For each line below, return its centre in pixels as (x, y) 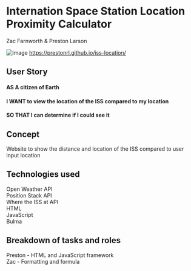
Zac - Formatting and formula (43, 261)
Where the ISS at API (32, 202)
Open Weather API (29, 189)
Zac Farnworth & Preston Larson (47, 41)
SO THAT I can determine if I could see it (58, 115)
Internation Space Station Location (96, 11)
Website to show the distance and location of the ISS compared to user (95, 149)
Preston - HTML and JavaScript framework (60, 255)
